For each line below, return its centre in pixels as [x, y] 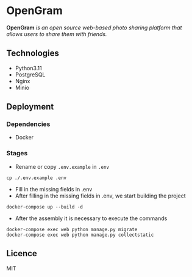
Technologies [33, 54]
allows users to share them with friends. [57, 34]
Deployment [30, 107]
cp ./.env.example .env [37, 178]
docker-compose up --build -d [45, 207]
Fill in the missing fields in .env [54, 189]
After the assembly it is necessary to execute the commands [91, 218]
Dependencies [28, 124]
